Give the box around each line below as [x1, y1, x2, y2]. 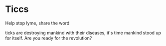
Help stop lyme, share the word [5, 20, 70, 26]
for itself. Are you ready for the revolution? [5, 35, 92, 41]
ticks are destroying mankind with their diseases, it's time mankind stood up [5, 29, 161, 35]
